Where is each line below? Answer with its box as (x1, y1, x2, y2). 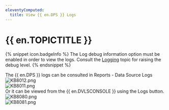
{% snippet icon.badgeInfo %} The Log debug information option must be (5, 51, 160, 57)
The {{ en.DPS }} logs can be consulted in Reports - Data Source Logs (5, 72, 153, 78)
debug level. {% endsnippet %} (5, 62, 71, 68)
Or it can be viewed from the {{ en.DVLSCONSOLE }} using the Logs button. (5, 88, 164, 95)
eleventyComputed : (5, 7, 44, 13)
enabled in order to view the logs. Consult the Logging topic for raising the (5, 57, 161, 63)
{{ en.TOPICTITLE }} (5, 34, 93, 46)
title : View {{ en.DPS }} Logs (10, 12, 76, 17)
